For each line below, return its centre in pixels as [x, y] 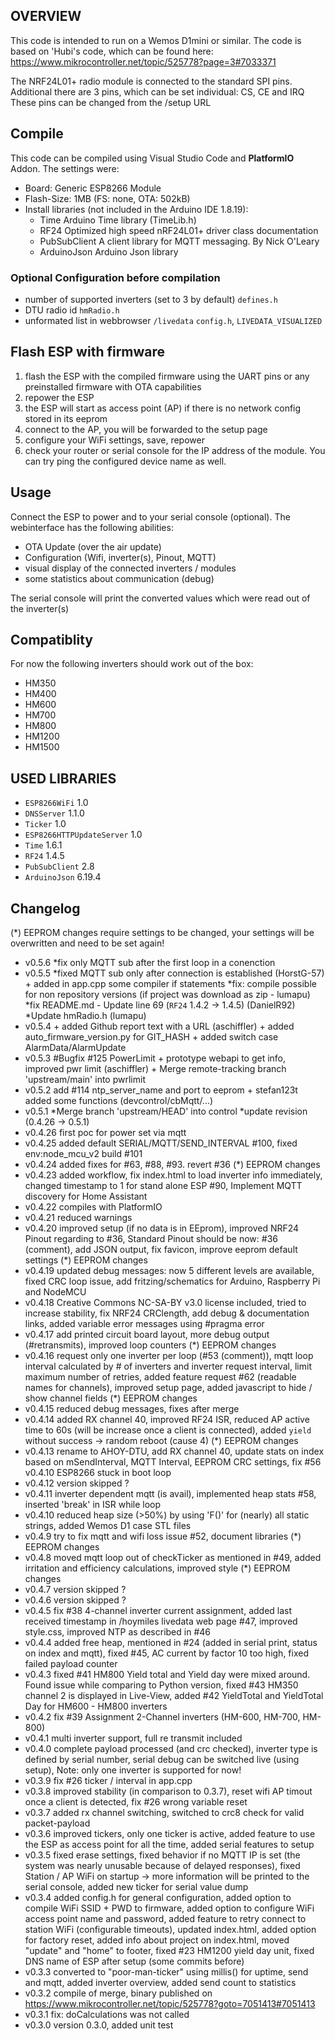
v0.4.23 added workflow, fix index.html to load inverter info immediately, [173, 1175]
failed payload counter [71, 1663]
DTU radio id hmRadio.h [72, 310]
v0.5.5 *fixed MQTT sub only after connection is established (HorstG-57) [174, 973]
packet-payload [57, 1823]
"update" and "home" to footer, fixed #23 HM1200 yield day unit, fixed [169, 1950]
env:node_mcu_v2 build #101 [83, 1153]
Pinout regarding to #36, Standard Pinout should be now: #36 [151, 1238]
